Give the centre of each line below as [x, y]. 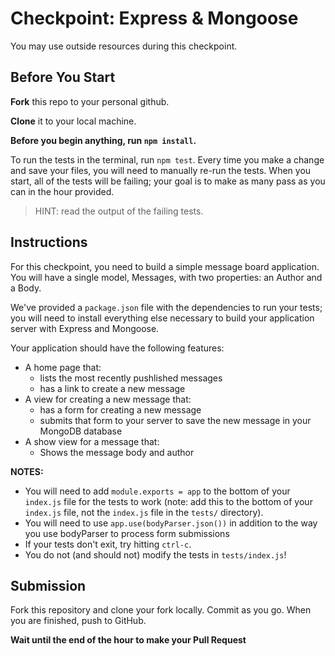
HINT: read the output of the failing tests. [119, 211]
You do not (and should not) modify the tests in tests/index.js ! [155, 554]
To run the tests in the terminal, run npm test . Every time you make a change [167, 159]
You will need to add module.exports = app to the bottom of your [157, 491]
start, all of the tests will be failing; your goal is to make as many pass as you [168, 181]
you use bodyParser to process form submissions [127, 533]
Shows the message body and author [117, 452]
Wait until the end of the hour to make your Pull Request [128, 640]
